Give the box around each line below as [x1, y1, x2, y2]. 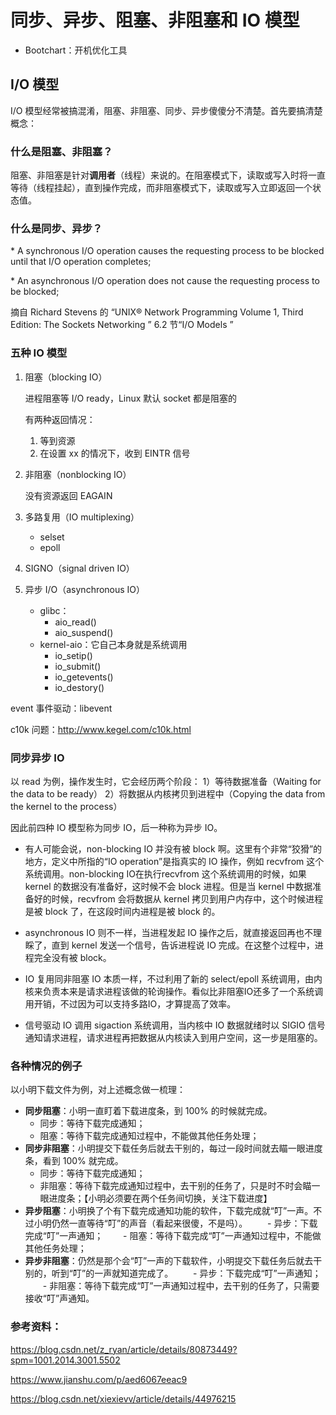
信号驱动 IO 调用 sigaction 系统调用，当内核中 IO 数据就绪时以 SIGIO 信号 [24, 1019, 326, 1031]
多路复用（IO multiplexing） [24, 511, 140, 523]
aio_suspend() [54, 626, 114, 638]
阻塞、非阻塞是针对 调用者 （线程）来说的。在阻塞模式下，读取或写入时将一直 [10, 169, 326, 181]
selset [39, 531, 65, 543]
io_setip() [54, 649, 93, 661]
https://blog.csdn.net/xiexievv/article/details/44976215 [10, 1392, 237, 1405]
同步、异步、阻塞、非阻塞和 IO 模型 [10, 9, 300, 32]
